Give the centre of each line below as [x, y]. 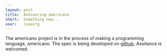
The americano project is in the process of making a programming [75, 38]
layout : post [19, 10]
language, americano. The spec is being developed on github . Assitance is [83, 44]
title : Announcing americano [37, 15]
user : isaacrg [22, 24]
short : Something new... [33, 19]
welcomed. [17, 49]
